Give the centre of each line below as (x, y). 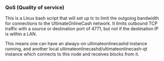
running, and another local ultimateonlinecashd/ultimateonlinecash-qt (76, 49)
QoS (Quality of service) (35, 7)
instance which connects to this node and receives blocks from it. (72, 54)
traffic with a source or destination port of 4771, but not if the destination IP (82, 29)
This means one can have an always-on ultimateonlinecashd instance (76, 44)
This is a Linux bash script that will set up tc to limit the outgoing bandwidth (82, 18)
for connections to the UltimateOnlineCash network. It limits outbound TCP (81, 23)
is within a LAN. (21, 34)
